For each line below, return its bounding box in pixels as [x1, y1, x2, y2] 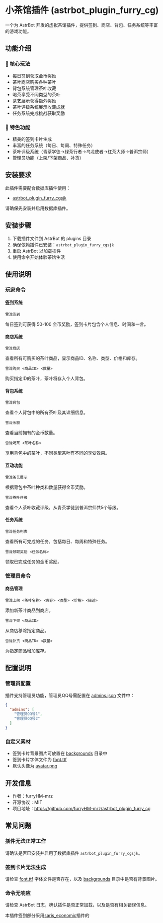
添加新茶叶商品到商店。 [5, 607, 53, 613]
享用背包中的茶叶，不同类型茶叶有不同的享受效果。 [5, 450, 110, 456]
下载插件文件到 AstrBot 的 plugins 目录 [12, 235, 91, 241]
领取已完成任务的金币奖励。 [5, 558, 62, 564]
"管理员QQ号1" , [14, 712, 43, 717]
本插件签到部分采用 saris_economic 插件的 [5, 913, 89, 919]
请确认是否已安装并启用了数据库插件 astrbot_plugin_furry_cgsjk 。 [5, 850, 143, 856]
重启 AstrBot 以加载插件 [12, 248, 61, 254]
